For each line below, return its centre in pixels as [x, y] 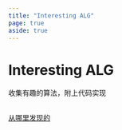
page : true [26, 23]
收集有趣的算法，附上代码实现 [57, 93]
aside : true [28, 30]
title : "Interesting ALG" [51, 16]
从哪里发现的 [29, 117]
